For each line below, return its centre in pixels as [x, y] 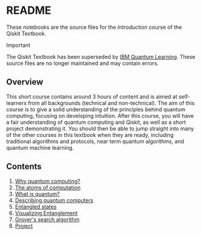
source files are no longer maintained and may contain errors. [82, 63]
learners [16, 103]
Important [18, 45]
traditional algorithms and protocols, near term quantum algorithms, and [95, 141]
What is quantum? [37, 194]
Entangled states [36, 206]
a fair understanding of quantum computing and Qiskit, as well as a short [96, 122]
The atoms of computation [48, 188]
